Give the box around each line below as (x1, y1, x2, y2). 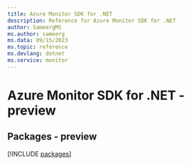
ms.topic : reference (7, 43, 69, 50)
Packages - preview (7, 131, 97, 143)
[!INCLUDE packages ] (7, 149, 72, 158)
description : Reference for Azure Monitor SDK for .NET (7, 17, 176, 24)
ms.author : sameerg (7, 30, 65, 38)
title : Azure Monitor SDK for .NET (7, 10, 113, 18)
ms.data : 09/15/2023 (7, 37, 69, 44)
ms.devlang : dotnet (7, 50, 65, 58)
